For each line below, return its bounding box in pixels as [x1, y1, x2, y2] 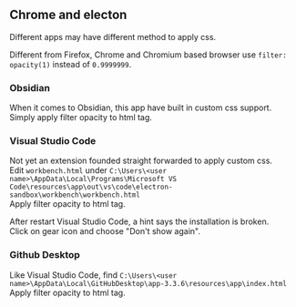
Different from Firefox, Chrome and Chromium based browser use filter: [9, 49, 287, 60]
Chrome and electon [9, 7, 128, 23]
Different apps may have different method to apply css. [9, 31, 217, 42]
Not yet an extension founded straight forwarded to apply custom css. [9, 155, 273, 167]
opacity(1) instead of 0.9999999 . [9, 58, 132, 69]
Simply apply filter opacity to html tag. [9, 112, 153, 123]
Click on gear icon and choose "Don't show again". [9, 226, 200, 237]
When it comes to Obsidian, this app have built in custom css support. [9, 102, 272, 113]
